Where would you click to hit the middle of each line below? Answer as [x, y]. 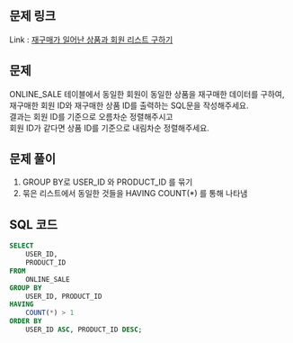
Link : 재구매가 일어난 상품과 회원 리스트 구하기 [91, 40]
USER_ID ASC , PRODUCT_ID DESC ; [84, 329]
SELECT [22, 246]
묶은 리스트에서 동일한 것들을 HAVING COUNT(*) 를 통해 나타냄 [135, 194]
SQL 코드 [34, 225]
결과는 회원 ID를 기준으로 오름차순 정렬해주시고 [91, 116]
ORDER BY [26, 321]
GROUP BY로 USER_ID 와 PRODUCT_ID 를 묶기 [107, 182]
